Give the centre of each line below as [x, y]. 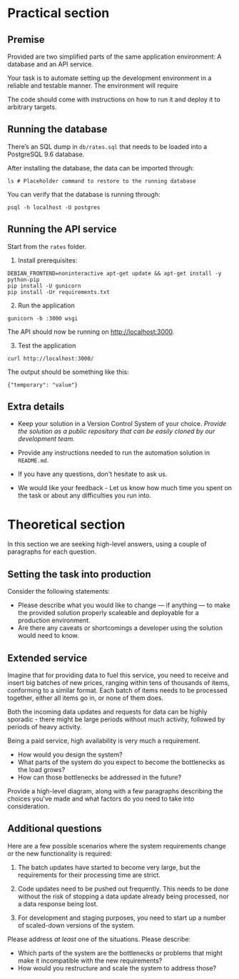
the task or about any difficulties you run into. [85, 496]
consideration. [29, 806]
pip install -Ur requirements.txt [59, 292]
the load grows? [41, 770]
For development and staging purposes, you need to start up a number [122, 918]
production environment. [54, 620]
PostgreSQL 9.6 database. [46, 154]
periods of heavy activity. [45, 727]
